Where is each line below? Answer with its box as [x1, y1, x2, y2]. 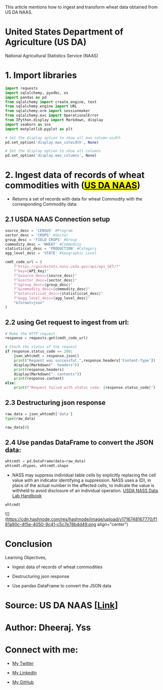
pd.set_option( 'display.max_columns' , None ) [5, 153, 97, 158]
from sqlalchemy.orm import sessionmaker [5, 109, 91, 113]
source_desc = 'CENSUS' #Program [5, 228, 73, 233]
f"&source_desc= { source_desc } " [14, 273, 77, 278]
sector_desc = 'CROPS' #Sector [5, 233, 69, 237]
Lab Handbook [12, 493, 42, 499]
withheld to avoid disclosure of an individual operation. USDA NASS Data [12, 488, 158, 493]
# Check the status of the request [5, 345, 77, 349]
